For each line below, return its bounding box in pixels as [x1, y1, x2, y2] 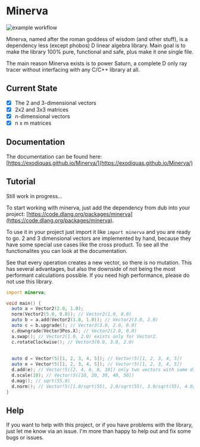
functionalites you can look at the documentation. [6, 247, 128, 254]
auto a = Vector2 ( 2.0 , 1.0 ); [11, 306, 84, 312]
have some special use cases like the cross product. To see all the [6, 241, 168, 248]
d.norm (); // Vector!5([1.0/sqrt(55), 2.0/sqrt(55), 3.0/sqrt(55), [11, 383, 183, 389]
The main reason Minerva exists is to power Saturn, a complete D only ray [6, 60, 187, 67]
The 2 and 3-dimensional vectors [14, 99, 96, 106]
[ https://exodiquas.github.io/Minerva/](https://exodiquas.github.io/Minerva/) [6, 159, 193, 167]
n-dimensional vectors [14, 112, 70, 120]
